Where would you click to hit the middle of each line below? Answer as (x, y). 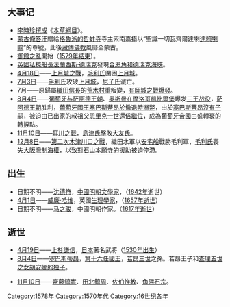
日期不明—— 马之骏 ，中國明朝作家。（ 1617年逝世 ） (88, 208)
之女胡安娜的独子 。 (44, 267)
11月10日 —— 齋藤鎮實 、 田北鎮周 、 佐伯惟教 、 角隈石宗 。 (94, 282)
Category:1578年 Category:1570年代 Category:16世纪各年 (88, 296)
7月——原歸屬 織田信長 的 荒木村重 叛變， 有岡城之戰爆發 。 (97, 90)
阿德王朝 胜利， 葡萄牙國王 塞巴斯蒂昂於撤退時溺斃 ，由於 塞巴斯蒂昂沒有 (116, 107)
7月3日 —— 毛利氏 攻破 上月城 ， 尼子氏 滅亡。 (78, 82)
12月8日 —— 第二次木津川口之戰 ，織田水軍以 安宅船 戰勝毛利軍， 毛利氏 (115, 141)
